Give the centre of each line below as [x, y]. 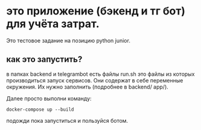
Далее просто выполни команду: [49, 98]
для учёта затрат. [53, 24]
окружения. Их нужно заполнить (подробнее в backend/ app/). [88, 87]
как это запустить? [44, 59]
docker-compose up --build [40, 110]
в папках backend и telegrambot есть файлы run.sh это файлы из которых [101, 74]
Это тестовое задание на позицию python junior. [69, 40]
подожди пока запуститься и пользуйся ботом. [67, 120]
